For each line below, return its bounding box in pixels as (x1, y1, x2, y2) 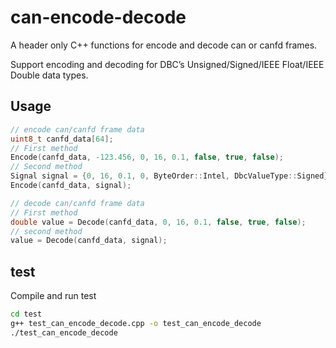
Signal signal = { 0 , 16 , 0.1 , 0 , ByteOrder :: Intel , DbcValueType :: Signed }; (10, 171, 333, 181)
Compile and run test (10, 290, 97, 302)
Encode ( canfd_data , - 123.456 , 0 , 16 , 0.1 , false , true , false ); (10, 152, 284, 163)
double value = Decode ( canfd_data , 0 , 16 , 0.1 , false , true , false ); (10, 217, 307, 227)
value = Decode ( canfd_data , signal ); (10, 236, 168, 246)
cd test (10, 309, 43, 320)
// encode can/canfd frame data (10, 124, 145, 135)
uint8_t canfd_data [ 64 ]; (10, 134, 114, 144)
